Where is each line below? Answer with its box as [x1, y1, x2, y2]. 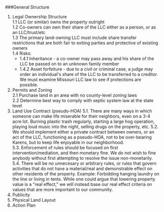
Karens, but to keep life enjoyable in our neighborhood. [12, 140, 124, 145]
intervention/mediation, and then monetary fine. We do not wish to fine [12, 150, 156, 156]
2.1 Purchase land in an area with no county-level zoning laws [12, 92, 137, 98]
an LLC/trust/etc [12, 30, 46, 35]
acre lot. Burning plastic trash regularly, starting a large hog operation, [12, 118, 155, 124]
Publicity [12, 192, 31, 198]
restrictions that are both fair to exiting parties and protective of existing [12, 40, 159, 46]
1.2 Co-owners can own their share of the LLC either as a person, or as [12, 24, 156, 30]
